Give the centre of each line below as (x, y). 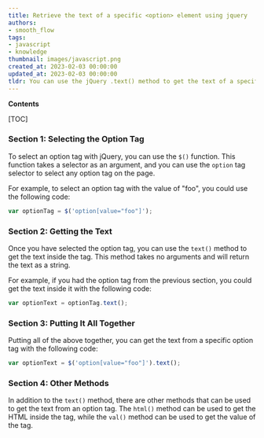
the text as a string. (39, 265)
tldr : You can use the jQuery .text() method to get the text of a (121, 81)
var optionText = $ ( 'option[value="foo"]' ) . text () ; (94, 363)
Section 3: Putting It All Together (71, 323)
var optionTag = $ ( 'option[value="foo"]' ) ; (81, 211)
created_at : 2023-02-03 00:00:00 (63, 67)
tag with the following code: (53, 349)
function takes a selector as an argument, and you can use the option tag (127, 164)
